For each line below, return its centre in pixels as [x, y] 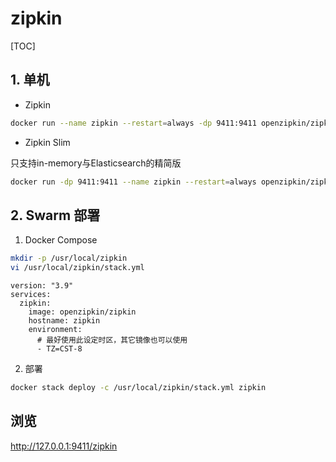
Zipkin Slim [47, 142]
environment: [55, 330]
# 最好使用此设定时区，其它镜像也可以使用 [112, 340]
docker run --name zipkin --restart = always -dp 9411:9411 [133, 123]
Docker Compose [61, 240]
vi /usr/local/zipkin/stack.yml [77, 268]
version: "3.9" [42, 286]
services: [31, 295]
